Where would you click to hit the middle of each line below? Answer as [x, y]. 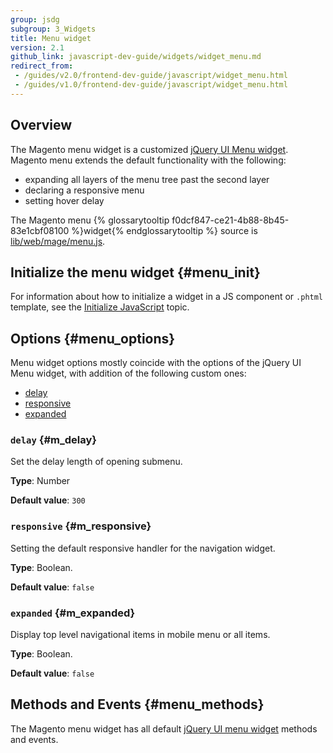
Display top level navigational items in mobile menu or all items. [140, 635]
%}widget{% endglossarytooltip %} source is [164, 230]
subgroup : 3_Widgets [53, 29]
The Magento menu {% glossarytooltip [90, 220]
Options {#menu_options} [93, 338]
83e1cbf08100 [40, 230]
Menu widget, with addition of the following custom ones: [128, 373]
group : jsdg [35, 19]
